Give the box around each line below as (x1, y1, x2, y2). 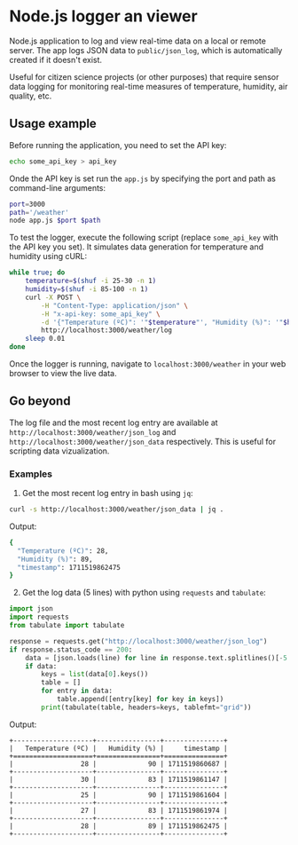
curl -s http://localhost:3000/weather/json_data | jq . (9, 505, 224, 514)
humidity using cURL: (9, 251, 88, 262)
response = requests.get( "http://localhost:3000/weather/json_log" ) (9, 636, 268, 645)
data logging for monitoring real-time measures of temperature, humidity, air (9, 81, 288, 91)
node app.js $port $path (9, 216, 101, 225)
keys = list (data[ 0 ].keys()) (41, 670, 149, 679)
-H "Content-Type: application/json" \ (41, 301, 189, 310)
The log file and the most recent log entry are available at (9, 417, 219, 428)
